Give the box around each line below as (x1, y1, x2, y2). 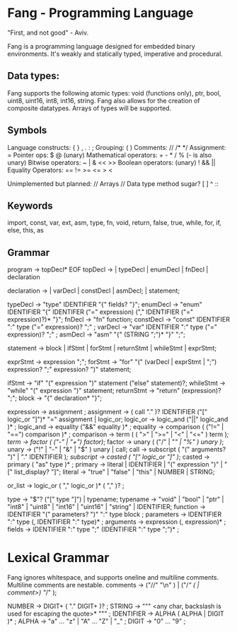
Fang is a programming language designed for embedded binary (7, 42, 196, 50)
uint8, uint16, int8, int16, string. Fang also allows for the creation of (7, 96, 200, 105)
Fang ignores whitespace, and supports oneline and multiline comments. (7, 573, 219, 582)
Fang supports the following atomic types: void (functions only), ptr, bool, (7, 88, 221, 97)
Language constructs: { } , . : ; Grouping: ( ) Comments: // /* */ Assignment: (7, 143, 226, 151)
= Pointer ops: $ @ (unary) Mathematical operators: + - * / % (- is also (7, 151, 212, 159)
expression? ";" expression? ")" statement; (7, 365, 132, 374)
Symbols (7, 124, 47, 136)
